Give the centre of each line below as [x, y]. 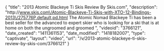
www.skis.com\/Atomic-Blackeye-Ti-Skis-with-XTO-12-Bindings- [85, 12]
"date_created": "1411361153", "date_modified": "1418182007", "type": [75, 33]
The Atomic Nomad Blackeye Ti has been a [113, 17]
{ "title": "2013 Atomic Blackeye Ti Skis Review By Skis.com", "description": [81, 7]
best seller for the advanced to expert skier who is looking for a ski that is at [82, 23]
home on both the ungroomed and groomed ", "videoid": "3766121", [74, 28]
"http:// [12, 12]
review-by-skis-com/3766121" [36, 43]
